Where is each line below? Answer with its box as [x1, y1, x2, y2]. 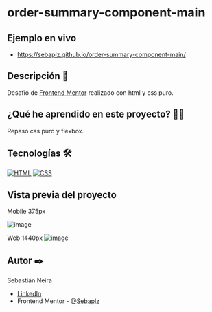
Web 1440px [7, 234, 43, 242]
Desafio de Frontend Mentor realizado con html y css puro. [7, 88, 174, 97]
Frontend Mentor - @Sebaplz [16, 297, 100, 305]
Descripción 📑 [7, 70, 69, 82]
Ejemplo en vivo [7, 32, 77, 44]
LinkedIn [16, 290, 42, 298]
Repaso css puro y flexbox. [7, 126, 84, 135]
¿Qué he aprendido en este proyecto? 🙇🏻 [7, 109, 185, 120]
